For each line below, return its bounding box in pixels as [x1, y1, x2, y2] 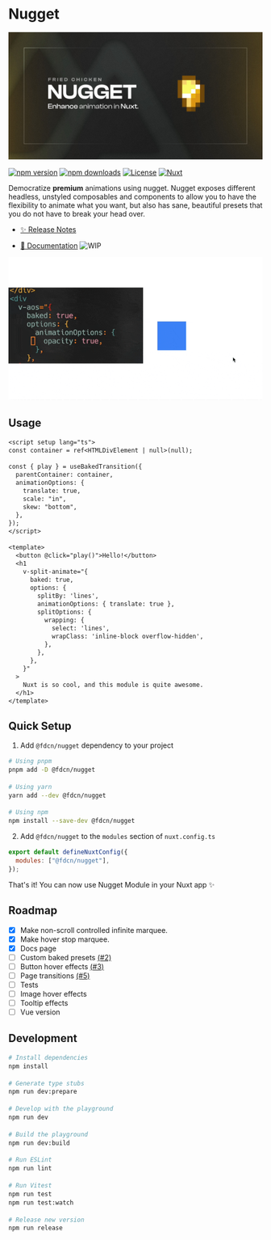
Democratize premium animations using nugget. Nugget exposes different [8, 183, 256, 192]
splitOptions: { [37, 608, 92, 617]
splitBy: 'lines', [37, 592, 99, 601]
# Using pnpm [8, 757, 52, 766]
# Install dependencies [8, 1053, 89, 1061]
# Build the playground [8, 1130, 89, 1138]
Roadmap [8, 904, 58, 917]
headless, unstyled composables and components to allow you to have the [8, 192, 256, 201]
